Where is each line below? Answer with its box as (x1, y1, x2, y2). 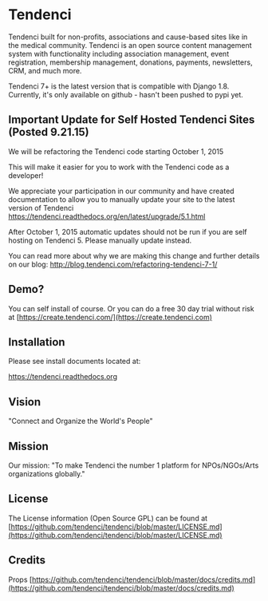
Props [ (8, 575, 33, 584)
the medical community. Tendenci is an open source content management (8, 40, 252, 49)
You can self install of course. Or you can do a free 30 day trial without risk (8, 303, 254, 313)
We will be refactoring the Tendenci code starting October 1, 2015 (8, 146, 224, 156)
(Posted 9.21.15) (8, 125, 89, 139)
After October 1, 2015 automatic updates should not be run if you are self (8, 227, 247, 236)
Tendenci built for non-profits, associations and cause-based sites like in (8, 32, 248, 42)
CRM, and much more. (8, 65, 82, 75)
